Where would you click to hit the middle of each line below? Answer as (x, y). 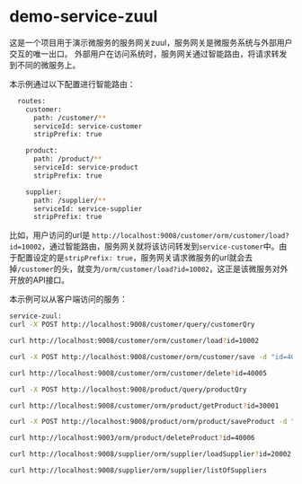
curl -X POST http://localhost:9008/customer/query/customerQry (132, 325)
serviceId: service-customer (88, 126)
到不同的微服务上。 (45, 65)
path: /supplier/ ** (69, 200)
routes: (32, 101)
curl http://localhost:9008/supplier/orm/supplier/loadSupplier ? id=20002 (151, 454)
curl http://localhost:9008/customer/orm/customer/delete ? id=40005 (138, 373)
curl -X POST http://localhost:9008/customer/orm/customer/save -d (138, 356)
